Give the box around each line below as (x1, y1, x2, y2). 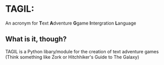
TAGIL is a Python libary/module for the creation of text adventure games (5, 48, 159, 54)
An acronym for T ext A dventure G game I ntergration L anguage (5, 20, 136, 26)
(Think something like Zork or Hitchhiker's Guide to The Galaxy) (5, 54, 139, 60)
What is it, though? (5, 35, 67, 44)
